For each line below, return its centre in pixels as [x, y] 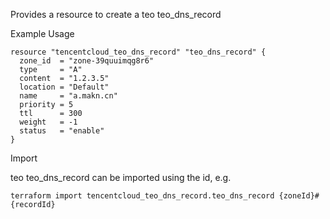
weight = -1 [48, 122]
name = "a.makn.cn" [68, 96]
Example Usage [42, 33]
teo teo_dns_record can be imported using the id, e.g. [121, 177]
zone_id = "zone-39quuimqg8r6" [87, 61]
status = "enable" [62, 131]
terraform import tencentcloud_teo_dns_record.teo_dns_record [142, 196]
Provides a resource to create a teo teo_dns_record [116, 14]
